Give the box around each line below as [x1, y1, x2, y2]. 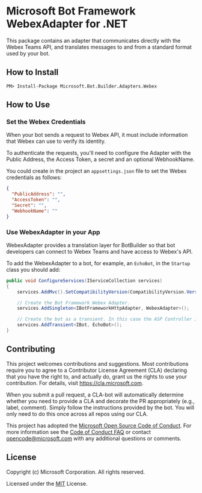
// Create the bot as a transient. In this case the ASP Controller [17, 316, 192, 322]
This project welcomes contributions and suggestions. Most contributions [6, 360, 189, 367]
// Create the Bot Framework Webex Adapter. [17, 300, 130, 306]
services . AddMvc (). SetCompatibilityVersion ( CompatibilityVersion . [17, 289, 187, 295]
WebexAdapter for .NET [6, 17, 128, 31]
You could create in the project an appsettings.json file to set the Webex [6, 168, 187, 175]
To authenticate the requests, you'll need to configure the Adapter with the [6, 149, 191, 157]
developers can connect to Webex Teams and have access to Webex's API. [6, 248, 193, 255]
